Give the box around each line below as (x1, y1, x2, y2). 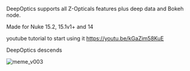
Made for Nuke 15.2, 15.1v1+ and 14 (6, 23, 94, 30)
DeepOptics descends (6, 46, 63, 54)
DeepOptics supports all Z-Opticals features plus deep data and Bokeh (6, 5, 184, 12)
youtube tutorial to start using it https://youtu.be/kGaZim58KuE (6, 35, 164, 42)
